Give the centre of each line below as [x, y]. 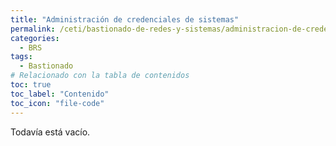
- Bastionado [46, 66]
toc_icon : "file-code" [57, 103]
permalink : [33, 29]
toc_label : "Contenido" [60, 94]
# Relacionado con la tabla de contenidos [100, 76]
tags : [21, 57]
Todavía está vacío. [50, 132]
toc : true [31, 85]
